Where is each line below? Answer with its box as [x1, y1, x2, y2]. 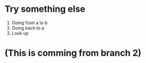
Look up [11, 30, 29, 36]
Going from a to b [11, 20, 48, 26]
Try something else [4, 3, 86, 15]
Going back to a [11, 25, 44, 31]
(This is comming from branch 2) [4, 48, 142, 59]
